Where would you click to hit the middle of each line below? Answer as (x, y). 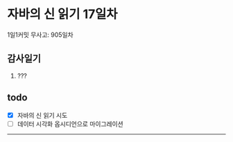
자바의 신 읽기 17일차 (62, 14)
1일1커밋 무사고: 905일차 (41, 35)
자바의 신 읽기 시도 (42, 115)
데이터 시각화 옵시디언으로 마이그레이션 (70, 124)
